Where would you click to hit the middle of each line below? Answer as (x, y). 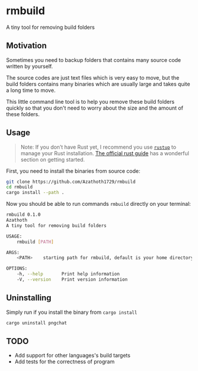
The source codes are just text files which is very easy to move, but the (93, 77)
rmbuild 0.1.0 (24, 215)
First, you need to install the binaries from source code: (73, 171)
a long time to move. (31, 90)
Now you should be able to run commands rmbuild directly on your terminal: (99, 204)
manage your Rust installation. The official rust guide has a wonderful (105, 153)
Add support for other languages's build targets (72, 356)
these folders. (23, 114)
